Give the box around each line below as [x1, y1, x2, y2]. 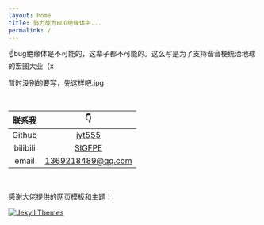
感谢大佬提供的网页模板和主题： [8, 192, 113, 202]
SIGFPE [74, 143, 103, 154]
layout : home [8, 11, 52, 20]
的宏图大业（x [8, 61, 54, 71]
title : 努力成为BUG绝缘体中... [8, 19, 102, 27]
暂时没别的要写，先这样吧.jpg [8, 78, 105, 88]
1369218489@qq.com [44, 155, 132, 166]
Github [12, 130, 37, 141]
